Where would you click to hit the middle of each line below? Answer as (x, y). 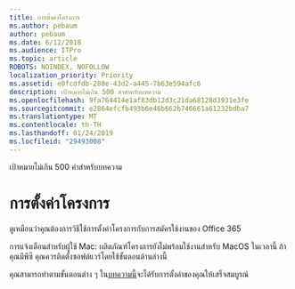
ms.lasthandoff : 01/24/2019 (61, 133)
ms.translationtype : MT (53, 116)
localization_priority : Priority (71, 76)
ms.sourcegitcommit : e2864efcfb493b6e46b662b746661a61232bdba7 (129, 108)
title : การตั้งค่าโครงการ (45, 17)
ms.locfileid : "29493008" (57, 141)
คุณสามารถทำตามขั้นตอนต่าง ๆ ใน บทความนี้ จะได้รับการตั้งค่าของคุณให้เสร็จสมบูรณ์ (129, 274)
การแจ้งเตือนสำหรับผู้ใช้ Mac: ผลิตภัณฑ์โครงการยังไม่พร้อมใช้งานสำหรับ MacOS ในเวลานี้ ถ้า (148, 246)
